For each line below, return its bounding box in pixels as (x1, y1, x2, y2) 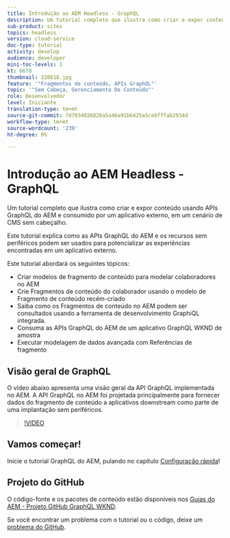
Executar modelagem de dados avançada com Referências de (16, 339, 192, 347)
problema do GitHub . (7, 522, 66, 531)
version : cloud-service (7, 36, 75, 42)
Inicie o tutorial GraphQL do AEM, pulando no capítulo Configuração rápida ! (7, 456, 220, 465)
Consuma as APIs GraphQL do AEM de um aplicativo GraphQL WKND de (16, 323, 222, 332)
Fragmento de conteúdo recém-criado (16, 295, 125, 303)
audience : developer (7, 55, 66, 62)
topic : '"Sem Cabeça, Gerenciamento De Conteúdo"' (7, 86, 155, 93)
